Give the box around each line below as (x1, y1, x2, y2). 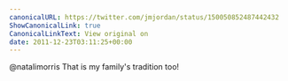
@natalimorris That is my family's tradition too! (9, 62, 180, 72)
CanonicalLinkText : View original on (9, 29, 149, 38)
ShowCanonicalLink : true (9, 21, 101, 30)
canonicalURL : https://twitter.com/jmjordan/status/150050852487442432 (9, 12, 279, 22)
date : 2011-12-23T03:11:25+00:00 (9, 37, 133, 47)
